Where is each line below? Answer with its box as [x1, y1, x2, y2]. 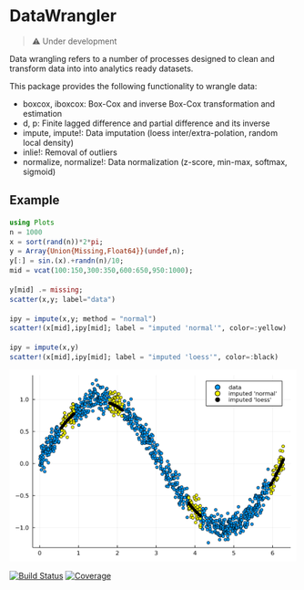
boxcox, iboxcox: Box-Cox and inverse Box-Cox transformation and [22, 98, 276, 109]
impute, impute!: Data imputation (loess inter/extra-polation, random [22, 127, 279, 138]
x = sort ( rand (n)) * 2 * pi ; [9, 237, 104, 246]
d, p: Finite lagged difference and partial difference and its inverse [22, 118, 270, 129]
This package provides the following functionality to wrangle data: [9, 80, 258, 91]
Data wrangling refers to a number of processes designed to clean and [9, 53, 275, 64]
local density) [22, 137, 75, 148]
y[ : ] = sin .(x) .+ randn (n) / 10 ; [9, 256, 125, 265]
